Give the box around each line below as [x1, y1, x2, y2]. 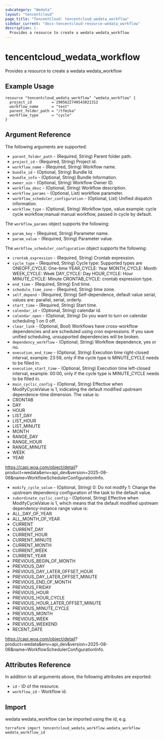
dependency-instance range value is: [12, 505, 88, 511]
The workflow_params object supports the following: [5, 221, 110, 227]
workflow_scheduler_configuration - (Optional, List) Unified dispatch [12, 195, 152, 201]
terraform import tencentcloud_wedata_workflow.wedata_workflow [5, 726, 140, 731]
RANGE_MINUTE [12, 444, 47, 450]
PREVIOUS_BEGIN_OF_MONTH [12, 558, 76, 564]
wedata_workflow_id [5, 730, 45, 735]
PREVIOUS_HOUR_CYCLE [12, 594, 65, 600]
